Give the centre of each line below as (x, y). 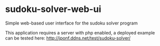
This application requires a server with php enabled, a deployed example (80, 32)
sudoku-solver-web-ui (53, 9)
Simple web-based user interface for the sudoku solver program (71, 23)
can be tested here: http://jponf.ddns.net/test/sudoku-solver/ (68, 38)
